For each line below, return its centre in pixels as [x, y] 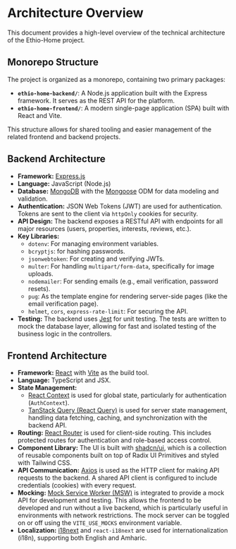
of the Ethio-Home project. [46, 40]
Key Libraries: [38, 236]
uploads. [41, 273]
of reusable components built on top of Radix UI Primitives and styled [118, 455]
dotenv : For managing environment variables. [93, 243]
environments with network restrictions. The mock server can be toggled [123, 515]
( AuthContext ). [49, 403]
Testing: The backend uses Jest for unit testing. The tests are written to [122, 319]
